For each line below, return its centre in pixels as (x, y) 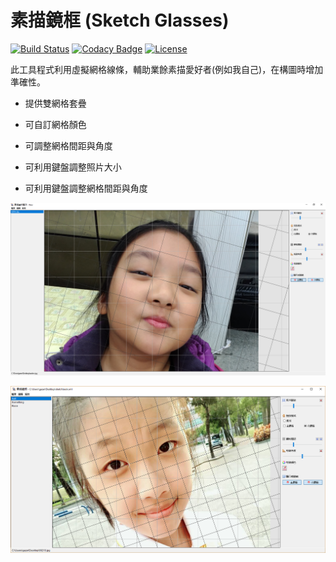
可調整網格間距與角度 (68, 145)
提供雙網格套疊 (55, 103)
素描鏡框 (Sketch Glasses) (120, 20)
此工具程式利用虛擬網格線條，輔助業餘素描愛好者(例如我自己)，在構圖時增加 (167, 69)
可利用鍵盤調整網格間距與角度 (86, 188)
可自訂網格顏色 (55, 124)
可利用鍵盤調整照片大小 (73, 167)
